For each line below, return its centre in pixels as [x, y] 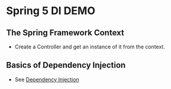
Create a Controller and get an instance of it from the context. [90, 47]
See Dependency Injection [47, 79]
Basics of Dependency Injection [66, 65]
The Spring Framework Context [65, 33]
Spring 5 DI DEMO [51, 11]
